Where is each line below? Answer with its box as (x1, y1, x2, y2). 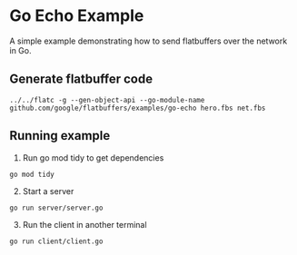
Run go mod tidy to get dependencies (22, 152, 164, 163)
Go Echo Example (9, 5, 144, 26)
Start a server (22, 185, 74, 196)
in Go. (9, 44, 32, 55)
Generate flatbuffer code (9, 72, 153, 87)
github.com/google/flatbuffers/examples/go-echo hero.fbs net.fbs (9, 103, 266, 113)
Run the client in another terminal (22, 219, 147, 230)
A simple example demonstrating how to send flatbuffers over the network (9, 35, 288, 46)
